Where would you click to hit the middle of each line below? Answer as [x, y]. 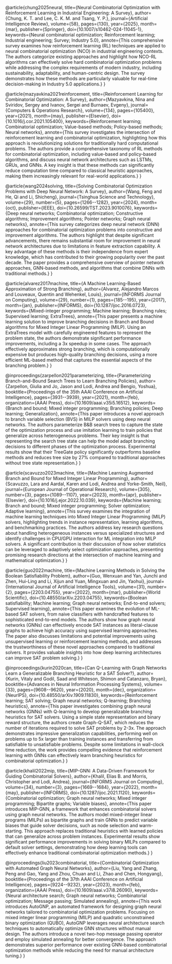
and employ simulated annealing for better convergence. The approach [81, 939]
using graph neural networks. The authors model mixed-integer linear [79, 814]
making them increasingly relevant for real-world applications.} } [74, 176]
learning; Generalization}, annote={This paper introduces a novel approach [85, 414]
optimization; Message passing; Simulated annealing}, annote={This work [83, 901]
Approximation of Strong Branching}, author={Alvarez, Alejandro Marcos [82, 289]
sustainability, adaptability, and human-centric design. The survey [75, 73]
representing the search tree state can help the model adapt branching [80, 441]
